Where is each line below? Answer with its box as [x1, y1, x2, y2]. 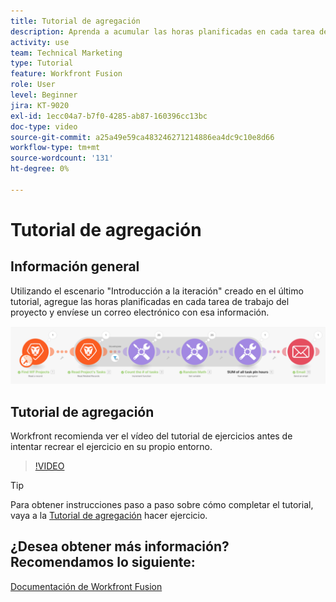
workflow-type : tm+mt [10, 143, 101, 153]
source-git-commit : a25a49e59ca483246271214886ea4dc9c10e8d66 [10, 132, 275, 142]
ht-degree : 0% [10, 164, 70, 174]
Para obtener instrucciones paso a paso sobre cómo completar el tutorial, [10, 499, 314, 511]
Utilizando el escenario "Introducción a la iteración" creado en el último [10, 285, 304, 297]
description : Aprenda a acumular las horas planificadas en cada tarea [10, 26, 315, 37]
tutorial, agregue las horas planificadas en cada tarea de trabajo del [10, 295, 290, 307]
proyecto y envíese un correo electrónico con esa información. [10, 306, 270, 318]
